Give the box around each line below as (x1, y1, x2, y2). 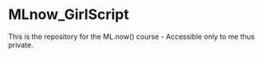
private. (8, 40, 33, 49)
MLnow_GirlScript (8, 6, 130, 24)
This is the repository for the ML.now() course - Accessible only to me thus (8, 32, 255, 41)
